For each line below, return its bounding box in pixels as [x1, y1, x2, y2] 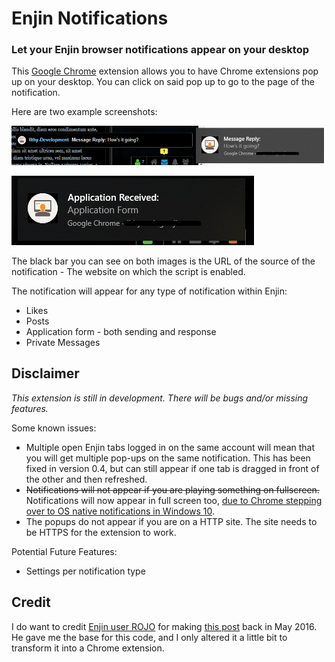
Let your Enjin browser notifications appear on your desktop [11, 43, 309, 57]
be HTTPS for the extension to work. [25, 526, 177, 538]
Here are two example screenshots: [11, 106, 158, 118]
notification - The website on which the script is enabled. [11, 266, 246, 278]
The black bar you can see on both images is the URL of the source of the [11, 255, 316, 267]
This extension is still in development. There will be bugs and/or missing [11, 392, 309, 404]
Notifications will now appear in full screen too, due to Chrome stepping [25, 494, 323, 506]
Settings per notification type [25, 565, 146, 577]
